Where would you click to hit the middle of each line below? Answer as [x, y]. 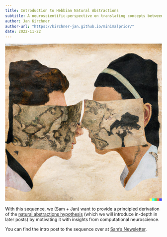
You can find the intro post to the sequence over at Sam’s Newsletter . [76, 229]
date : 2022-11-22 [23, 32]
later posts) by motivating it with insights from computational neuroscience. [83, 220]
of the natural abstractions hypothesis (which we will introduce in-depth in [81, 214]
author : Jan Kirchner [28, 21]
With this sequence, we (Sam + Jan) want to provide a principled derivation [83, 209]
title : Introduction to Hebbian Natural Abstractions [62, 10]
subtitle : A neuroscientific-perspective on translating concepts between [84, 16]
